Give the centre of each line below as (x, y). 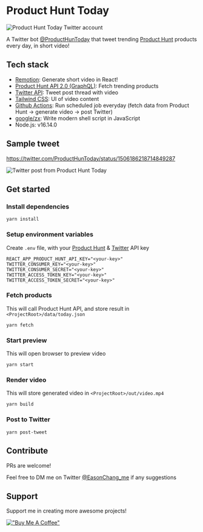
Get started (28, 189)
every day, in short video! (38, 46)
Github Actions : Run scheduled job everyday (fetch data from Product (102, 105)
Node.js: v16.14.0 (36, 125)
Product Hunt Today (58, 11)
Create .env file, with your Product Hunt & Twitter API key (78, 247)
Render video (26, 380)
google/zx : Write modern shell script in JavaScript (78, 118)
